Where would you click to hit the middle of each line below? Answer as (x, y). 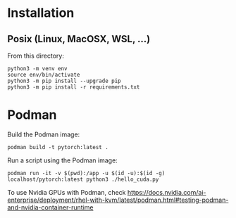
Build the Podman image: (44, 134)
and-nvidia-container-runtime (50, 207)
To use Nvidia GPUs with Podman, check (67, 192)
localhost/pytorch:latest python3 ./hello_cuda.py (83, 179)
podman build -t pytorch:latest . (58, 147)
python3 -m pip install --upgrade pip (64, 81)
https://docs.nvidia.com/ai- (167, 192)
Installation (41, 13)
